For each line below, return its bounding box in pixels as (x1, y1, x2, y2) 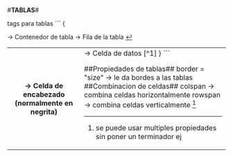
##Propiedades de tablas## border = (84, 64, 205, 74)
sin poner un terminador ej (96, 132, 182, 142)
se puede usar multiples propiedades (96, 123, 217, 133)
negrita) (30, 107, 58, 117)
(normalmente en (15, 99, 74, 108)
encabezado (23, 90, 65, 99)
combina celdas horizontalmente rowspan (84, 90, 221, 99)
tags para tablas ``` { (7, 19, 66, 27)
